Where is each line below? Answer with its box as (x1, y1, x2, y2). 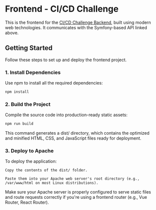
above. (5, 30, 19, 35)
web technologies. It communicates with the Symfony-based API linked (5, 24, 147, 30)
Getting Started (5, 44, 53, 52)
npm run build (5, 122, 34, 126)
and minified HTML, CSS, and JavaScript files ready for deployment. (5, 135, 141, 141)
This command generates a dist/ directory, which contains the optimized (5, 130, 150, 136)
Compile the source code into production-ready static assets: (5, 112, 128, 118)
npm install (5, 89, 29, 94)
